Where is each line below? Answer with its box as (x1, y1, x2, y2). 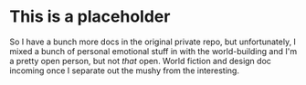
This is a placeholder (9, 6, 171, 27)
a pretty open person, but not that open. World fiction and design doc (9, 55, 272, 66)
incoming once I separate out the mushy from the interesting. (9, 65, 240, 76)
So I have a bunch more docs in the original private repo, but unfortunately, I (9, 36, 297, 47)
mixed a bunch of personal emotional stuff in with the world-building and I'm (9, 45, 298, 56)
